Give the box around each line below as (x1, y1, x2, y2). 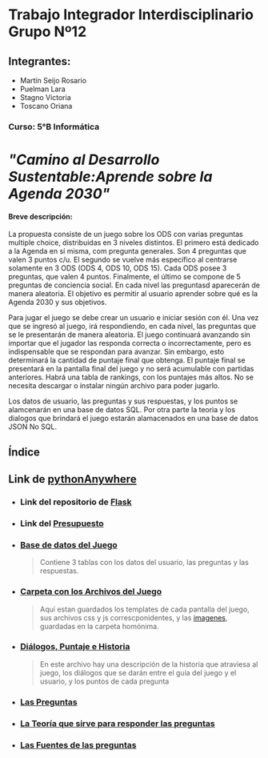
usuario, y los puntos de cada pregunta (39, 676, 170, 686)
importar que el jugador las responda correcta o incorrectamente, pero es (8, 339, 252, 348)
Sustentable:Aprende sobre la (8, 168, 213, 186)
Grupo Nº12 (8, 22, 87, 41)
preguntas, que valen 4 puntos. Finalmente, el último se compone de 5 (8, 272, 242, 282)
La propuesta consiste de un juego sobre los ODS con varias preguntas (8, 230, 244, 239)
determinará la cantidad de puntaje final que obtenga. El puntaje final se (8, 355, 246, 365)
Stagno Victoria (19, 93, 72, 102)
